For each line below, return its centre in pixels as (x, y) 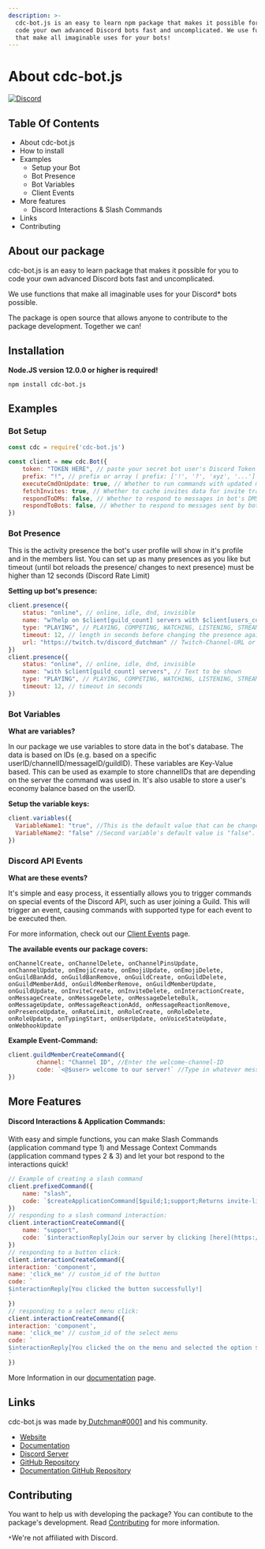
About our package (56, 251)
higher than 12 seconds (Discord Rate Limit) (79, 576)
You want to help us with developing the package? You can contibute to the (131, 1514)
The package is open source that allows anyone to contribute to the (118, 318)
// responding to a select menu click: (74, 1311)
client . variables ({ (40, 819)
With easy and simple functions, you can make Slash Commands (113, 1140)
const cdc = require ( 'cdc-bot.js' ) (67, 447)
